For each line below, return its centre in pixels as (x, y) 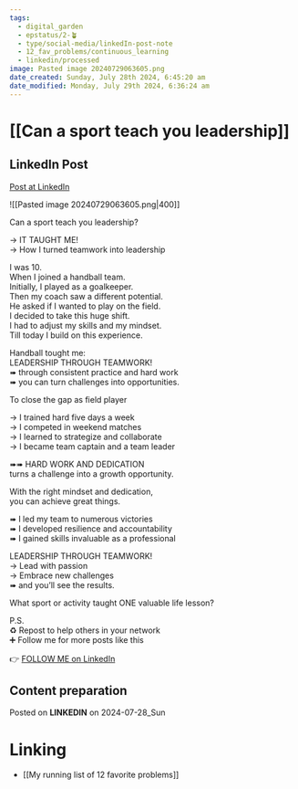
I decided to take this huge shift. (70, 315)
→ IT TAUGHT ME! (44, 239)
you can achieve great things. (65, 501)
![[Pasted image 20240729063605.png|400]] (95, 204)
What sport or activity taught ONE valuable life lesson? (112, 603)
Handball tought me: (48, 352)
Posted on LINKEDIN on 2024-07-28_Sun (87, 712)
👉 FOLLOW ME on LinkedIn (62, 658)
